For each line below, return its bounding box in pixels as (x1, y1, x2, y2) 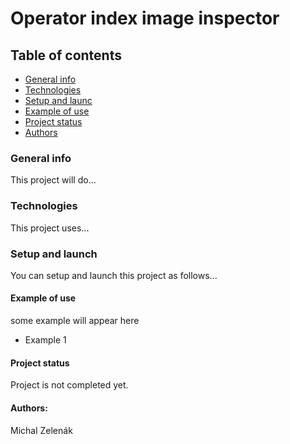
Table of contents (10, 47, 122, 64)
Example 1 (24, 334, 67, 346)
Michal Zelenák (10, 424, 73, 436)
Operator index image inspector (10, 7, 280, 30)
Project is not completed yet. (10, 379, 129, 391)
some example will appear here (10, 315, 140, 327)
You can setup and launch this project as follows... (10, 269, 218, 281)
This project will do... (10, 174, 97, 186)
